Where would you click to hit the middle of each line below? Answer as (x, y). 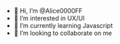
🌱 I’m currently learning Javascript (63, 25)
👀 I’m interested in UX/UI (49, 18)
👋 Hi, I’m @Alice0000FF (48, 11)
